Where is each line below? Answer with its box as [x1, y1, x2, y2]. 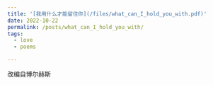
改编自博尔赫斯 [7, 70, 51, 78]
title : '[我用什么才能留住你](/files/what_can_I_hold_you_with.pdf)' [7, 10, 207, 18]
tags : [7, 30, 23, 38]
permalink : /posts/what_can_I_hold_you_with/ [7, 23, 144, 30]
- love [13, 37, 33, 44]
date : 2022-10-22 [7, 17, 59, 24]
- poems [13, 43, 37, 50]
